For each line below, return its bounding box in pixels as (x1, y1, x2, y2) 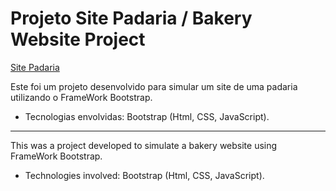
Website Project (10, 28, 146, 51)
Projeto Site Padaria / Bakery (10, 7, 253, 30)
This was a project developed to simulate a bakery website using (10, 139, 278, 151)
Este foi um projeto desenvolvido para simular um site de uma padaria (10, 80, 298, 92)
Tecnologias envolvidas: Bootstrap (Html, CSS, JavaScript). (24, 110, 270, 122)
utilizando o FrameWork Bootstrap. (10, 91, 153, 103)
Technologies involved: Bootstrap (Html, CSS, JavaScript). (24, 169, 265, 181)
